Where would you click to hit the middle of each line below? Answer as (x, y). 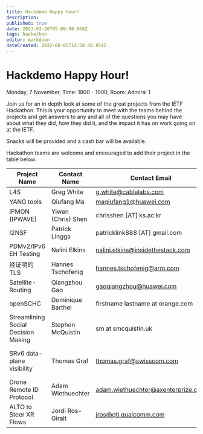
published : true (27, 23)
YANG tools (26, 202)
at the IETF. (21, 129)
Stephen (63, 325)
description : (23, 18)
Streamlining (27, 317)
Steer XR (22, 414)
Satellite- (23, 282)
